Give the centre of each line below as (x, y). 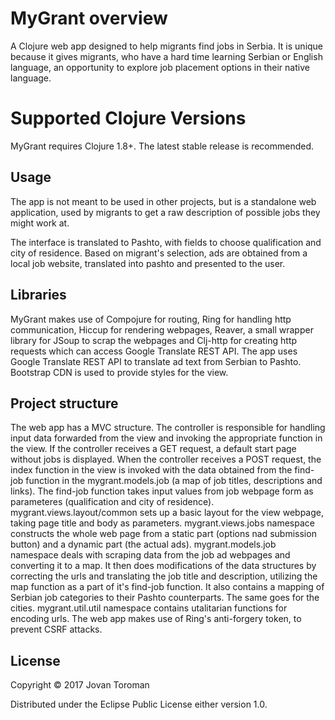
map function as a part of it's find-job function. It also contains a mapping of (167, 587)
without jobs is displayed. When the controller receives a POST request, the (166, 459)
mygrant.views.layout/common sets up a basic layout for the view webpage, (167, 513)
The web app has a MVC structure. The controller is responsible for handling (168, 428)
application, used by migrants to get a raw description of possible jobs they (165, 212)
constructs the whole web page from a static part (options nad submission (163, 534)
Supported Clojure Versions (128, 118)
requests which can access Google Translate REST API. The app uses (154, 351)
